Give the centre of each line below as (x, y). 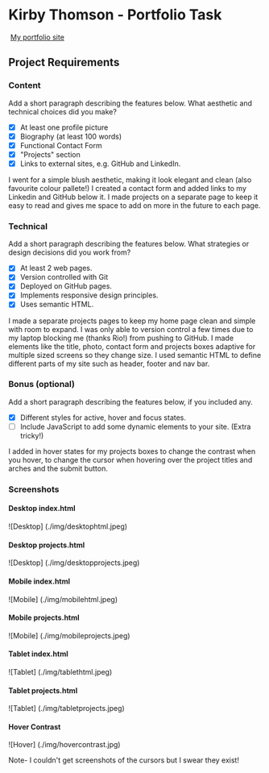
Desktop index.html (42, 509)
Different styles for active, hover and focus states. (103, 418)
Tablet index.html (38, 654)
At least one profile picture (64, 127)
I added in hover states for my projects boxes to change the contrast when (132, 451)
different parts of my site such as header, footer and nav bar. (109, 364)
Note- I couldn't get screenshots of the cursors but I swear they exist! (124, 760)
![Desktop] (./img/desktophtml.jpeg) (68, 526)
